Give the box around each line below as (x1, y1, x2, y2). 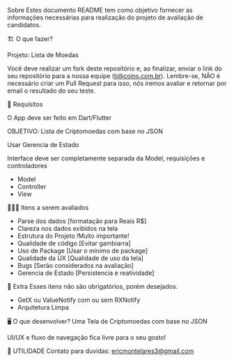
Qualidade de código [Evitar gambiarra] (17, 239, 131, 247)
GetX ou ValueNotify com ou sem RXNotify (17, 296, 141, 304)
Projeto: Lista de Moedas (7, 51, 79, 59)
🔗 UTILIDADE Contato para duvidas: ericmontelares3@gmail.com (7, 347, 194, 355)
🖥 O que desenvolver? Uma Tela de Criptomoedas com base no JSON (7, 317, 208, 325)
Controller (17, 183, 47, 190)
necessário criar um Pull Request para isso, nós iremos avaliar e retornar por (7, 80, 227, 87)
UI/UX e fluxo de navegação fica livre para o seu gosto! (7, 333, 166, 341)
